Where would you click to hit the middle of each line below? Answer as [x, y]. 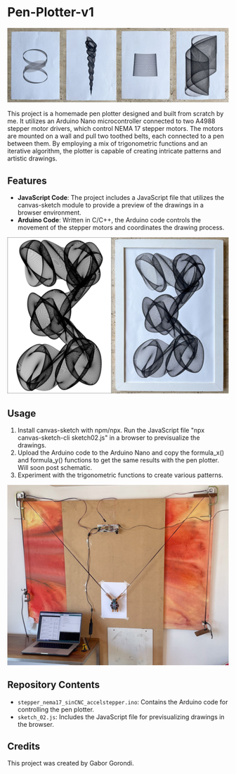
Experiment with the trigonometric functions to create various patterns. [120, 475]
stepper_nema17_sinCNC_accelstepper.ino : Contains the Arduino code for [123, 702]
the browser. [35, 724]
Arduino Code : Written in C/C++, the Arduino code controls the [109, 220]
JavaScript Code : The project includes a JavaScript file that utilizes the [121, 198]
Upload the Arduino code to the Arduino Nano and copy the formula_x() [121, 453]
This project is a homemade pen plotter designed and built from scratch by [116, 114]
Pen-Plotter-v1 [51, 12]
